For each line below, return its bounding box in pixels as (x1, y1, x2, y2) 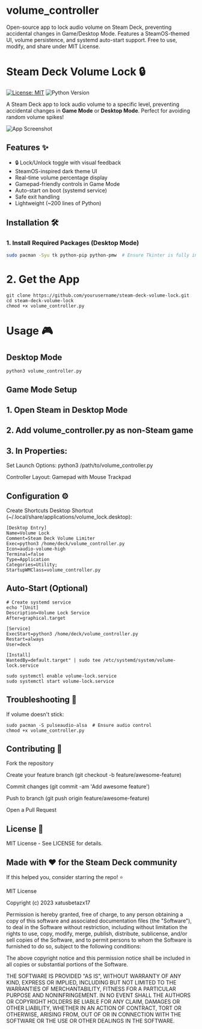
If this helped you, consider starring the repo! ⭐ (6, 874, 124, 881)
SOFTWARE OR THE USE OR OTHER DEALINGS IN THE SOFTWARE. (6, 1018, 175, 1025)
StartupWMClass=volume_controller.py (6, 567, 101, 573)
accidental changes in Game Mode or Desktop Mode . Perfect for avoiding (6, 107, 191, 114)
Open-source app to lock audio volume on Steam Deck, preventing (6, 23, 172, 31)
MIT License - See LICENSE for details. (6, 840, 103, 847)
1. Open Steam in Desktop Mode (6, 404, 128, 415)
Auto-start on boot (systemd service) (14, 187, 107, 194)
